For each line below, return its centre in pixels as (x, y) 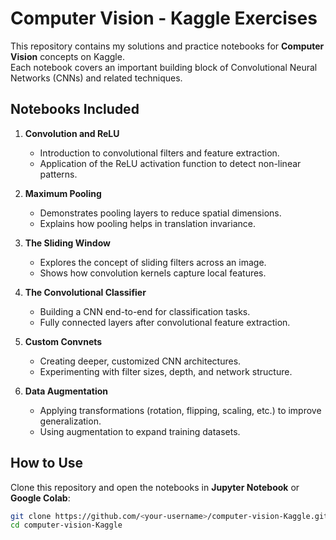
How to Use (47, 463)
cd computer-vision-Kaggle (66, 525)
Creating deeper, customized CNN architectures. (140, 361)
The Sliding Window (67, 243)
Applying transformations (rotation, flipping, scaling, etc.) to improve (180, 410)
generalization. (70, 421)
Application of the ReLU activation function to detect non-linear (170, 163)
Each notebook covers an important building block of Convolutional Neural (164, 67)
